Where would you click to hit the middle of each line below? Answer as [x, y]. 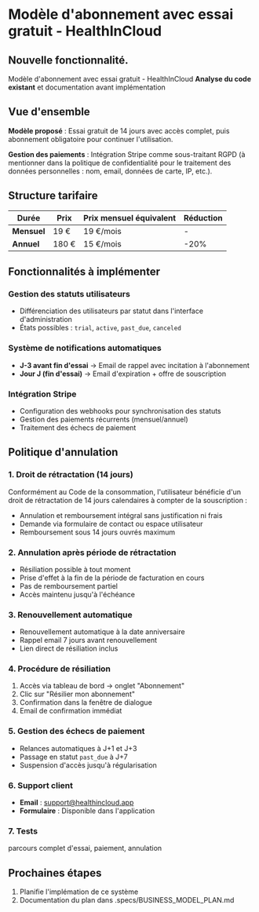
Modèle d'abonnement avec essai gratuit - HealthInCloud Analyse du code [129, 79]
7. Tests [23, 831]
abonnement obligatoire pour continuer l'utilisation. [91, 139]
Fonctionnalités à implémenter [84, 272]
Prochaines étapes [55, 873]
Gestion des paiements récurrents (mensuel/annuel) [104, 419]
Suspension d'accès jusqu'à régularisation [88, 765]
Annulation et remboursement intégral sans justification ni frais [121, 515]
